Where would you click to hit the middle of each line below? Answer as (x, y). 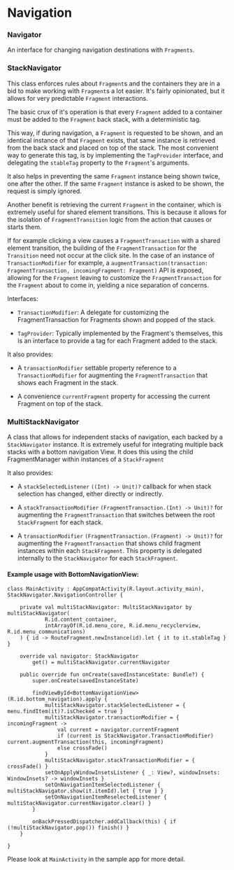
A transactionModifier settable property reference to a (97, 367)
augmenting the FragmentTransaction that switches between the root (116, 515)
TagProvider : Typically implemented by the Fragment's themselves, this (120, 333)
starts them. (24, 227)
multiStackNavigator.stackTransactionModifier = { (120, 761)
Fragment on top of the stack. (60, 403)
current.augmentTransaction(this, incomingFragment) (86, 742)
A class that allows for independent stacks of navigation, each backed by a (115, 437)
